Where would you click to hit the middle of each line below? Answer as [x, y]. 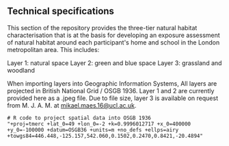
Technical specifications [61, 11]
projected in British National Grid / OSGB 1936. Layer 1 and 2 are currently [111, 90]
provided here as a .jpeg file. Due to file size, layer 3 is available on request [113, 98]
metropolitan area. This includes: [53, 49]
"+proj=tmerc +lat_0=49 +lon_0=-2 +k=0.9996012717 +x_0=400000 [99, 124]
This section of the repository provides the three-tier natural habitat [102, 27]
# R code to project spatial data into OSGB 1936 [79, 118]
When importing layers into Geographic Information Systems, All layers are [112, 83]
